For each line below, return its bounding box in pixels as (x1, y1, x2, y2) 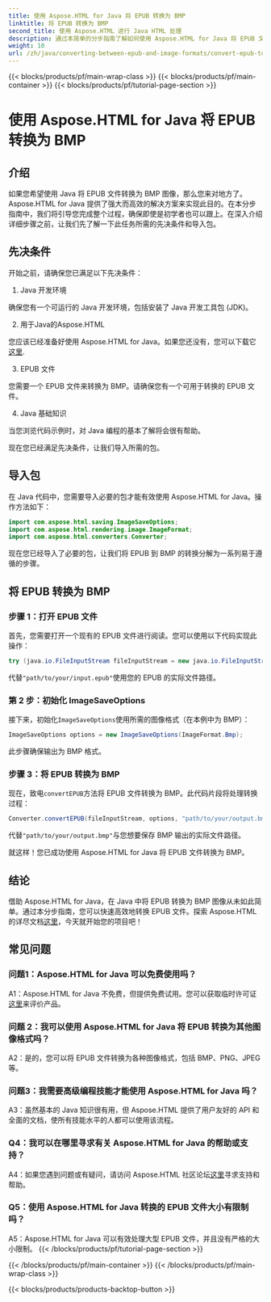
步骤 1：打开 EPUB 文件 (8, 611, 98, 622)
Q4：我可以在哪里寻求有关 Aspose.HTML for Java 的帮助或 (8, 1137, 240, 1148)
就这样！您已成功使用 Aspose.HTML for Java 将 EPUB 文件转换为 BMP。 (8, 848, 249, 857)
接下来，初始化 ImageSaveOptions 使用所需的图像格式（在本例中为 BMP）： (8, 714, 250, 724)
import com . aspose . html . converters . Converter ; (8, 533, 168, 541)
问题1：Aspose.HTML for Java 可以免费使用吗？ (8, 969, 197, 980)
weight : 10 (8, 42, 45, 50)
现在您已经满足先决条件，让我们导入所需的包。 (8, 442, 164, 453)
